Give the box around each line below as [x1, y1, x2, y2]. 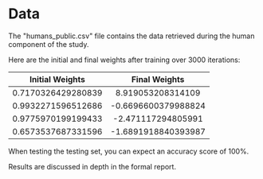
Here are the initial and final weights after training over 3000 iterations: [8, 55, 241, 64]
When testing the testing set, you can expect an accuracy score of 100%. [8, 146, 249, 156]
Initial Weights [29, 73, 86, 84]
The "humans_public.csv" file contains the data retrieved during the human [8, 31, 255, 41]
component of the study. [8, 39, 89, 49]
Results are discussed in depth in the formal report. [8, 161, 177, 171]
